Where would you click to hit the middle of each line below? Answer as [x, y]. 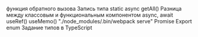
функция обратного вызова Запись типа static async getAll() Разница [94, 9]
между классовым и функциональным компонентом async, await [90, 15]
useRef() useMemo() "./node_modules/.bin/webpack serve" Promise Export [99, 21]
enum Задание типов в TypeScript [49, 27]
